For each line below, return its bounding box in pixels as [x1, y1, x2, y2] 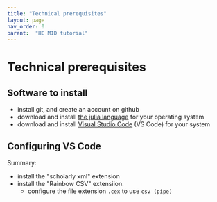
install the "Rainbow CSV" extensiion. [17, 180, 124, 188]
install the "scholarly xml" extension [17, 172, 120, 180]
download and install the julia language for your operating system [17, 112, 205, 121]
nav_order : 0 [7, 23, 45, 30]
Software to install [7, 87, 88, 99]
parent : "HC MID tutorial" [7, 29, 89, 37]
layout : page [7, 17, 45, 24]
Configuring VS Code [7, 140, 102, 152]
